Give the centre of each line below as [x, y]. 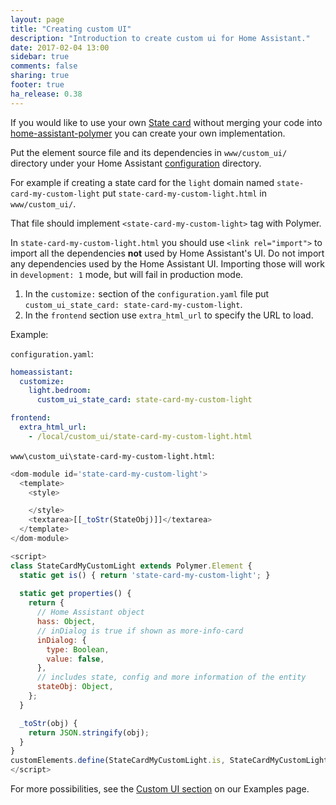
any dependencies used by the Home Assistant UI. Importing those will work [167, 263]
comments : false [44, 66]
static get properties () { [75, 594]
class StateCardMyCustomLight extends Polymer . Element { [131, 566]
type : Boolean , [78, 649]
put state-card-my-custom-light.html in [185, 193]
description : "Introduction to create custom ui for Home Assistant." [160, 38]
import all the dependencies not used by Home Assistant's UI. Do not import [167, 253]
